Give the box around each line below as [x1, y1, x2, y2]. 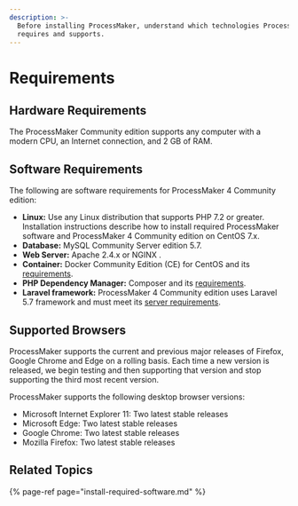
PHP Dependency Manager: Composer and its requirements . [21, 278, 247, 289]
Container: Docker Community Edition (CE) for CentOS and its [21, 259, 250, 270]
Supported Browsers [9, 322, 127, 337]
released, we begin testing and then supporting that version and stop [9, 365, 262, 376]
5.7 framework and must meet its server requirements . [21, 296, 222, 307]
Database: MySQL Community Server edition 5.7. [21, 241, 202, 251]
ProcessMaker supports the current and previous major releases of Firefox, [9, 346, 284, 356]
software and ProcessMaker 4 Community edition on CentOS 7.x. [21, 231, 260, 241]
